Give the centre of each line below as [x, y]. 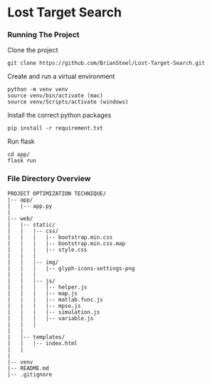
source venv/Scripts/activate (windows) [68, 102]
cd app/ [19, 155]
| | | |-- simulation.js [54, 312]
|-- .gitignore [30, 374]
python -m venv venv [38, 90]
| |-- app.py [30, 206]
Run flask [21, 142]
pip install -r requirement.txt [55, 128]
